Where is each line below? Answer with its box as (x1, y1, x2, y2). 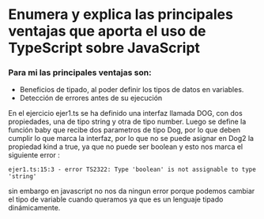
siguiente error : (8, 150, 61, 160)
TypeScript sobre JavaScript (8, 39, 200, 57)
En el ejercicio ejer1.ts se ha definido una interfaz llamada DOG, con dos (8, 109, 243, 118)
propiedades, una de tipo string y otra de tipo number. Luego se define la (8, 117, 247, 127)
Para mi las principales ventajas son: (8, 67, 152, 78)
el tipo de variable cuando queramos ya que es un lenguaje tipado (8, 195, 224, 204)
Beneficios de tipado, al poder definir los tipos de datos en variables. (19, 85, 244, 95)
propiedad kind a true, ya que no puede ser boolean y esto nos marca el (8, 142, 243, 151)
